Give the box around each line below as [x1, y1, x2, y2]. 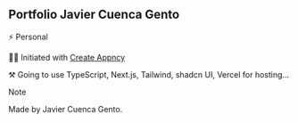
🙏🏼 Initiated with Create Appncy [8, 52, 126, 62]
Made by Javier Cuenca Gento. [8, 103, 123, 114]
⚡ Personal [8, 31, 48, 42]
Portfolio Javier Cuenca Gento [8, 7, 180, 22]
